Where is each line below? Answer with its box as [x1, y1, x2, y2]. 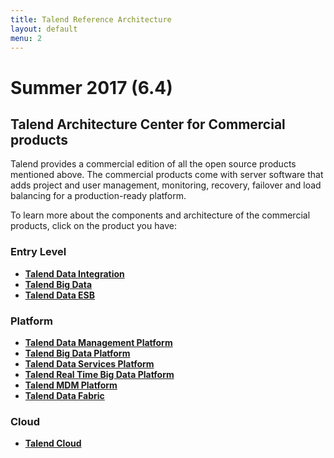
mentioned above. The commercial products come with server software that [10, 169, 324, 181]
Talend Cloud [24, 437, 82, 450]
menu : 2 [10, 33, 43, 43]
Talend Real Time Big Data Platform [24, 368, 175, 380]
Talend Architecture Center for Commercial [10, 116, 286, 133]
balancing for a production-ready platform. [10, 190, 187, 202]
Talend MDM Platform [24, 379, 118, 391]
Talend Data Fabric [24, 389, 105, 401]
